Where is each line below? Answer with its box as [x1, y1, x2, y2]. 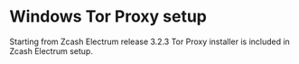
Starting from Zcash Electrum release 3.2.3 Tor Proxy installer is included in [9, 36, 291, 47]
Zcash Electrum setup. [9, 45, 93, 56]
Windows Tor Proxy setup [9, 6, 208, 27]
